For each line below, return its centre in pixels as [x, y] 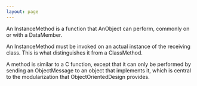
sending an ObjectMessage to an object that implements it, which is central [99, 70]
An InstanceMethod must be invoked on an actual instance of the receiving [98, 46]
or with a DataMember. [34, 35]
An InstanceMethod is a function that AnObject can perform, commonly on [98, 28]
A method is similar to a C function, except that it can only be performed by [98, 64]
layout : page [22, 12]
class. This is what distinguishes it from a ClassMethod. [75, 52]
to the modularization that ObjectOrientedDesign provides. [78, 77]
